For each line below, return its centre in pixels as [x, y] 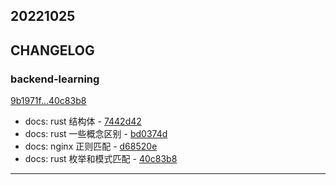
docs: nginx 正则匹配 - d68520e [91, 146]
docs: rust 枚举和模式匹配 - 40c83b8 [101, 159]
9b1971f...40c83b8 [48, 101]
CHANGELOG [52, 50]
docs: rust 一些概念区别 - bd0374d [96, 134]
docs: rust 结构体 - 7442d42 [83, 121]
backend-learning [55, 79]
